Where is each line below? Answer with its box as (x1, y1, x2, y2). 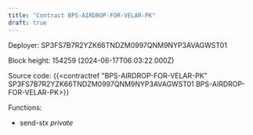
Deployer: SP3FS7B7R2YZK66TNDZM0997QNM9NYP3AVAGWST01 (8, 40, 227, 49)
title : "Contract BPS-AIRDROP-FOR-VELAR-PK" (8, 11, 156, 20)
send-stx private (19, 118, 74, 127)
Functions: (8, 103, 42, 112)
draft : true (8, 19, 47, 27)
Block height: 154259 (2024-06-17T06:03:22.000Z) (8, 56, 175, 65)
